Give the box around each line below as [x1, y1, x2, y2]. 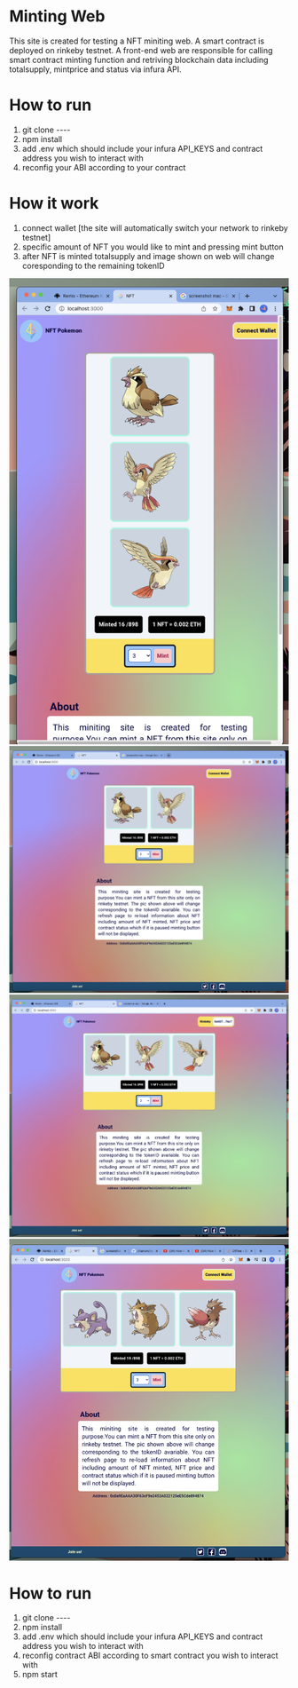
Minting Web [9, 6, 106, 27]
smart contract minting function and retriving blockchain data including [9, 54, 269, 65]
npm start [21, 1669, 58, 1680]
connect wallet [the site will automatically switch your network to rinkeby [21, 222, 288, 233]
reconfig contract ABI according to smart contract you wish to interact [21, 1650, 278, 1661]
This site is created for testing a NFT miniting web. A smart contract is [9, 36, 264, 46]
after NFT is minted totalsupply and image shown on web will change [21, 250, 275, 261]
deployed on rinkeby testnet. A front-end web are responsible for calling [9, 44, 273, 55]
